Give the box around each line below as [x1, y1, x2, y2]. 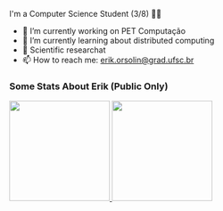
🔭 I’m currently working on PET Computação [21, 26, 186, 36]
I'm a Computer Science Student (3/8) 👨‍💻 [9, 9, 162, 19]
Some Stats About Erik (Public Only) [9, 80, 169, 93]
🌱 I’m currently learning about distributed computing [21, 36, 215, 45]
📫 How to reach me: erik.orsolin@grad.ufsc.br [21, 54, 194, 65]
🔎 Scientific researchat [21, 45, 106, 55]
